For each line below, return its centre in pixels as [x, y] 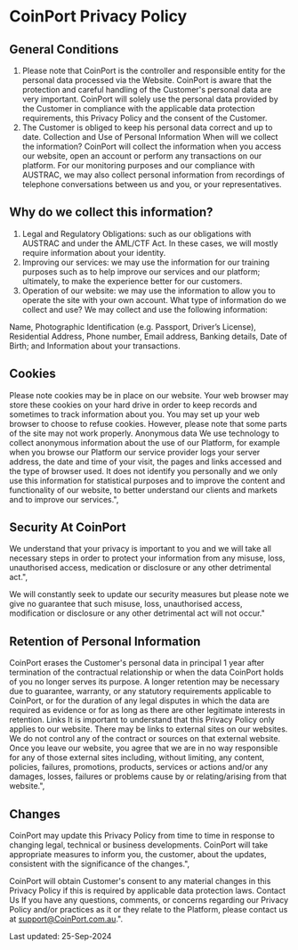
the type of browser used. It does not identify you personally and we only [144, 471]
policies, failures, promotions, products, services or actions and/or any [139, 767]
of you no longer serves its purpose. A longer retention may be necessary [145, 682]
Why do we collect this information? [111, 213]
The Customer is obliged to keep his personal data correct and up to [147, 127]
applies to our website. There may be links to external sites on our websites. [149, 729]
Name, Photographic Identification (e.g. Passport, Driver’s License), [133, 326]
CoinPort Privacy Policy [98, 16]
